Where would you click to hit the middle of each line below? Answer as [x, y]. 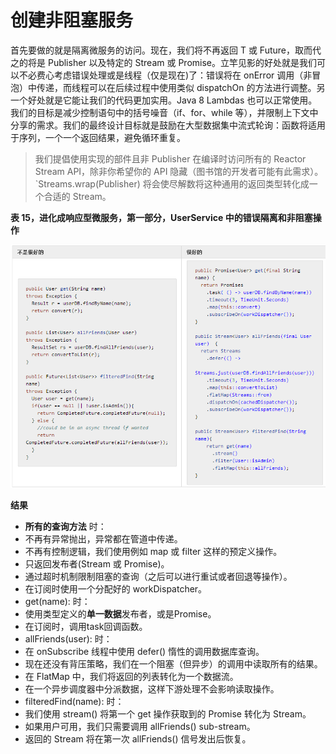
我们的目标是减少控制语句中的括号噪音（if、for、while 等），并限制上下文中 [164, 112]
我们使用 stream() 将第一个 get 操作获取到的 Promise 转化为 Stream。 [168, 713]
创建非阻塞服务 [72, 20]
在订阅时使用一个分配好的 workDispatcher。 [116, 588]
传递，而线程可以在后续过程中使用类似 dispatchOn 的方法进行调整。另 [181, 87]
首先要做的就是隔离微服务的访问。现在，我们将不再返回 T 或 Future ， [152, 50]
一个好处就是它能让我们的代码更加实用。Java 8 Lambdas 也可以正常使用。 [164, 100]
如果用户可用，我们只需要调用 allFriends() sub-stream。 [140, 726]
